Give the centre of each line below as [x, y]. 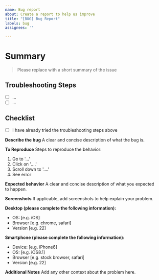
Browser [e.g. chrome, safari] [42, 223]
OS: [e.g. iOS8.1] [29, 252]
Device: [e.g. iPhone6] [35, 247]
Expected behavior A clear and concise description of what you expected [80, 184]
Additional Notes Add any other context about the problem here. [70, 272]
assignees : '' [20, 28]
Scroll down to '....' [31, 169]
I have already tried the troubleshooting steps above [65, 130]
